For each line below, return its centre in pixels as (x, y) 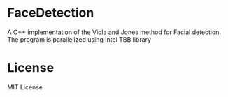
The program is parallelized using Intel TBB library (79, 39)
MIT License (25, 87)
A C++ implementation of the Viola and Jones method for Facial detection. (114, 32)
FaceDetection (51, 13)
